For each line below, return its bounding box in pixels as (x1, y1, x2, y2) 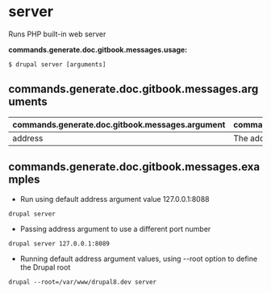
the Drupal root (19, 262, 71, 272)
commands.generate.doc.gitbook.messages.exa (8, 160, 261, 174)
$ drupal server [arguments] (8, 60, 106, 69)
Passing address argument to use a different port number (19, 224, 211, 233)
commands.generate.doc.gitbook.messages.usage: (8, 44, 188, 54)
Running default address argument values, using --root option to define (19, 254, 258, 263)
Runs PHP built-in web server (8, 29, 106, 39)
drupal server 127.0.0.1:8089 (8, 239, 110, 248)
